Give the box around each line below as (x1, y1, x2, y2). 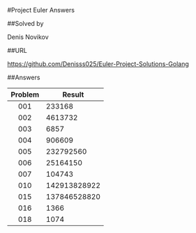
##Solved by (7, 19, 44, 27)
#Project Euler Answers (7, 6, 75, 14)
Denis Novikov (7, 33, 49, 41)
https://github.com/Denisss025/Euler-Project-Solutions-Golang (7, 60, 190, 68)
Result (62, 90, 84, 99)
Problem (10, 90, 40, 99)
